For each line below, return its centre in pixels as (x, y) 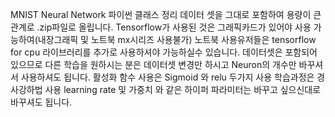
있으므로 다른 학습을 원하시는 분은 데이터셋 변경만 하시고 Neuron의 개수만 (153, 64)
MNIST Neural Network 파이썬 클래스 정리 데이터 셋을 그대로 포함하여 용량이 (161, 14)
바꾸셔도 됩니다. (41, 102)
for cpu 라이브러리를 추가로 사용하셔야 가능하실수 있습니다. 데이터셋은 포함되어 (164, 52)
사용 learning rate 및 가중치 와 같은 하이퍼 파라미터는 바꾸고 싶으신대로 (183, 89)
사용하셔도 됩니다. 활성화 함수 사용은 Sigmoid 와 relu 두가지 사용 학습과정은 (167, 77)
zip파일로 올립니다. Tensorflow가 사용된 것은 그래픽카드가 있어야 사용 (175, 27)
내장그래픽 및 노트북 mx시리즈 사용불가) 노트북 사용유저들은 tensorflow (177, 39)
